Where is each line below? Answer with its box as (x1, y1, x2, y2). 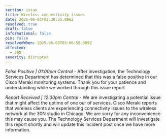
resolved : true (5, 21, 38, 27)
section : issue (5, 7, 38, 13)
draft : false (5, 26, 33, 31)
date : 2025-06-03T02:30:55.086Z (5, 17, 74, 22)
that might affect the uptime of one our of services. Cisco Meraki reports (5, 100, 157, 106)
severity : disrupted (5, 54, 49, 60)
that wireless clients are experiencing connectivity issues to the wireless (5, 105, 157, 112)
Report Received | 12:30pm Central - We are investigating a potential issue (5, 94, 161, 100)
